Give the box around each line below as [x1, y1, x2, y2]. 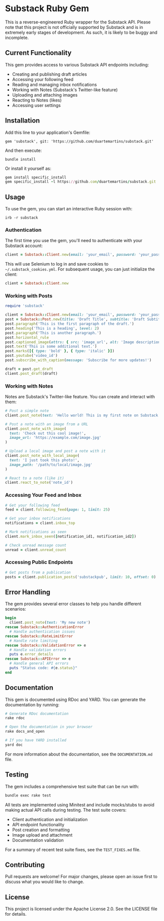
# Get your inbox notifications [5, 516, 71, 521]
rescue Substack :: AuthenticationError [5, 625, 84, 630]
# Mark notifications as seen [5, 530, 67, 534]
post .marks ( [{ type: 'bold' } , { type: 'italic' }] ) [5, 348, 115, 354]
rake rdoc [5, 716, 25, 720]
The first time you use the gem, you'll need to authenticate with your [5, 238, 143, 244]
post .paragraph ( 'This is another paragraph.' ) [5, 330, 102, 335]
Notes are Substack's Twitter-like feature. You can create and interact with [5, 394, 155, 400]
